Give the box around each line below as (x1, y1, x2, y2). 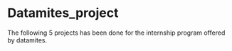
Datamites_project (7, 5, 119, 21)
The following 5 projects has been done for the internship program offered (7, 28, 226, 37)
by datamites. (7, 35, 48, 44)
